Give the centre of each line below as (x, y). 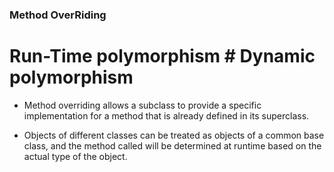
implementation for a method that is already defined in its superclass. (166, 115)
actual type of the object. (75, 156)
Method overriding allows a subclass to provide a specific (142, 105)
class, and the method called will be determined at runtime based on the (172, 145)
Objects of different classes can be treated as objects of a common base (174, 135)
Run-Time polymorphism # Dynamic (162, 56)
